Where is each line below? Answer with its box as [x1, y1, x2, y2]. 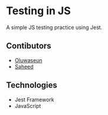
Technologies [6, 80, 58, 90]
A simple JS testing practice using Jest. [6, 24, 103, 31]
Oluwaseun [14, 56, 42, 63]
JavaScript [14, 102, 41, 109]
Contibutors [6, 41, 51, 51]
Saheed [14, 63, 34, 70]
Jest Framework [14, 96, 54, 103]
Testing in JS [6, 4, 71, 18]
